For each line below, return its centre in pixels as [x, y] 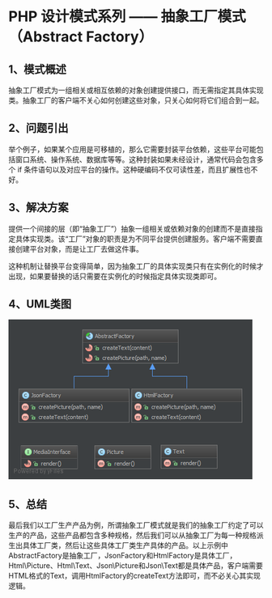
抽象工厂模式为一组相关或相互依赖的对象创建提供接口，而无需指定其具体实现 [136, 90]
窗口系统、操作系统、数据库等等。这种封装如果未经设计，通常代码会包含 [136, 159]
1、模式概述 [38, 69]
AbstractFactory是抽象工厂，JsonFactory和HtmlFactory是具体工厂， [123, 556]
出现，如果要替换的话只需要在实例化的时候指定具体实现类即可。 [115, 276]
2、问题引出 [38, 128]
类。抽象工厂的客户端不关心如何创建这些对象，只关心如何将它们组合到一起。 [136, 100]
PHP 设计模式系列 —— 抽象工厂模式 [127, 17]
